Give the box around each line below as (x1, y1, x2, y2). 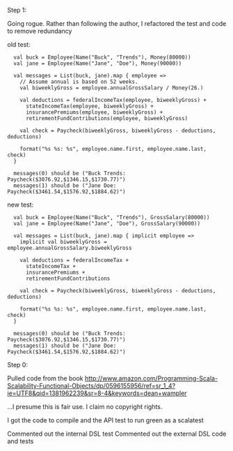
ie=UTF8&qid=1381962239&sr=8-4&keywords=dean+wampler (7, 389, 187, 397)
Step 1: (7, 6, 26, 14)
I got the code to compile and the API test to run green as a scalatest (7, 416, 204, 424)
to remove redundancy (7, 27, 72, 35)
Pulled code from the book (7, 374, 83, 383)
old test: (7, 40, 31, 48)
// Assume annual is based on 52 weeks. (19, 78, 138, 85)
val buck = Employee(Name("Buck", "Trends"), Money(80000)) (13, 54, 191, 61)
